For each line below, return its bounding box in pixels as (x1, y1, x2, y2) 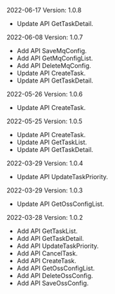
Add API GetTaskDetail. (16, 234, 85, 242)
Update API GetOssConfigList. (16, 199, 104, 208)
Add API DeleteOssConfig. (16, 272, 93, 279)
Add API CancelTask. (16, 249, 78, 258)
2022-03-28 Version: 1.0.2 (6, 213, 83, 221)
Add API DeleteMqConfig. (16, 62, 92, 69)
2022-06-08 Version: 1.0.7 (6, 33, 83, 41)
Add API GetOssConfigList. (16, 264, 95, 272)
